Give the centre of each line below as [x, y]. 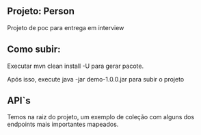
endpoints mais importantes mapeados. [63, 124]
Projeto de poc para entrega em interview [66, 27]
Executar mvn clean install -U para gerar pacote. [76, 66]
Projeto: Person [41, 11]
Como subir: [34, 50]
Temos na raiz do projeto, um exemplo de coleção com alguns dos [101, 117]
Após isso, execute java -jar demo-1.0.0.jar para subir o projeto [96, 79]
